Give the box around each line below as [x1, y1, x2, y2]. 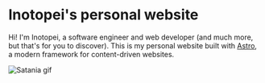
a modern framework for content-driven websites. [8, 49, 175, 59]
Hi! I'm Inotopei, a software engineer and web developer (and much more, [8, 32, 254, 42]
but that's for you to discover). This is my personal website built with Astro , [8, 40, 258, 50]
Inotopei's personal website [8, 6, 199, 24]
